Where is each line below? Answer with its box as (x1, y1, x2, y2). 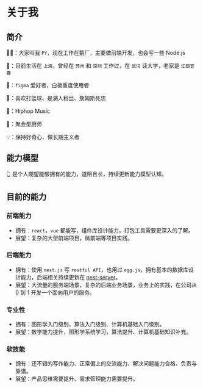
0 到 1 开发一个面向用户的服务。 (15, 289, 96, 296)
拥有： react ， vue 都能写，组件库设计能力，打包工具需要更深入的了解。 (15, 226, 194, 234)
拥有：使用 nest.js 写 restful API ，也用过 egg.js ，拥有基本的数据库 (15, 266, 189, 273)
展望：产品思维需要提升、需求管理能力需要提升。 (15, 375, 138, 383)
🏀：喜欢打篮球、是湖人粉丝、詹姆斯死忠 (6, 95, 107, 101)
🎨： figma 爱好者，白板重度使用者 (6, 82, 90, 88)
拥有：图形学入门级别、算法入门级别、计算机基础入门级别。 (15, 321, 165, 328)
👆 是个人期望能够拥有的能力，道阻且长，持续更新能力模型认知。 (6, 170, 168, 178)
